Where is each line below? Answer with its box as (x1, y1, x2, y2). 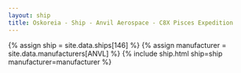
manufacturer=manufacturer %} (8, 57, 112, 67)
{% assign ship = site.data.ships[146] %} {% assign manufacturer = (8, 40, 227, 49)
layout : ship (8, 11, 51, 20)
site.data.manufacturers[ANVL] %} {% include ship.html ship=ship (8, 49, 223, 58)
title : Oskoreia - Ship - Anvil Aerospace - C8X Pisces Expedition (8, 19, 234, 27)
